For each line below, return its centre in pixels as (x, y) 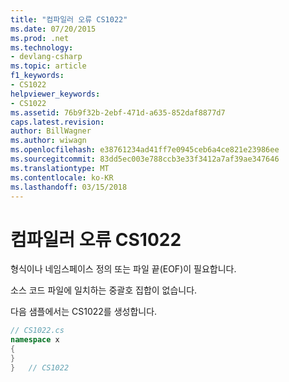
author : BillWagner (51, 131)
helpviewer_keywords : (55, 94)
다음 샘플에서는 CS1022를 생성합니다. (84, 312)
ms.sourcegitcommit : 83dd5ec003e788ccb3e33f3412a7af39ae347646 (145, 159)
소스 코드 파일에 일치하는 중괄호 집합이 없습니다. (104, 290)
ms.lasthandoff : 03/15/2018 (69, 187)
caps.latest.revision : (57, 122)
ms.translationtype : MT (60, 168)
